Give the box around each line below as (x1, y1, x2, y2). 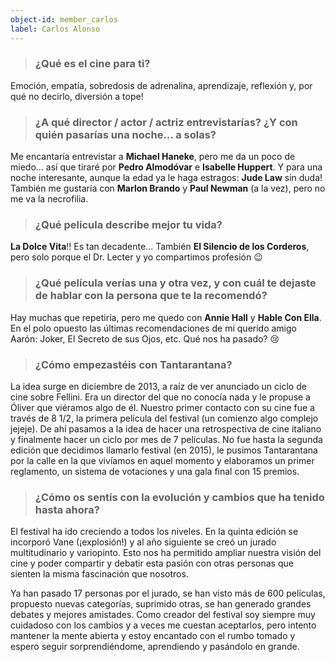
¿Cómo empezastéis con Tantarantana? (34, 357, 233, 371)
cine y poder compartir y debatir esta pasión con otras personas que (10, 557, 294, 570)
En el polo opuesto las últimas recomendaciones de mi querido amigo (10, 322, 297, 334)
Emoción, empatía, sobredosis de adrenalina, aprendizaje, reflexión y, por (10, 79, 313, 91)
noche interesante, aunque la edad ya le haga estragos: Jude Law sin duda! (10, 172, 323, 184)
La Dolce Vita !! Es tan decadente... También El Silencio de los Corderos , (10, 241, 310, 253)
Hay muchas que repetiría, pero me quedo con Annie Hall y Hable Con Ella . (10, 311, 322, 323)
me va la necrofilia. (10, 193, 89, 205)
